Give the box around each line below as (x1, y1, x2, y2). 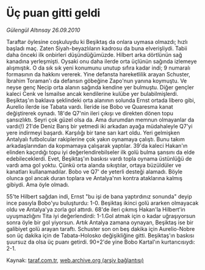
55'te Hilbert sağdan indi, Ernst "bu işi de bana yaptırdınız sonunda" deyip (6, 192, 192, 200)
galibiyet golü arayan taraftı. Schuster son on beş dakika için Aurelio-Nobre (6, 225, 195, 232)
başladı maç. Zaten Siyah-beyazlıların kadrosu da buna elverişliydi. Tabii (6, 45, 187, 52)
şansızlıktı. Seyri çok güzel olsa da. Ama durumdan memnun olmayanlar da (6, 116, 195, 123)
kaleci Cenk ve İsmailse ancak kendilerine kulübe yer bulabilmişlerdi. (6, 90, 179, 97)
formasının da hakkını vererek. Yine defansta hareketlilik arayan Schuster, (6, 70, 190, 78)
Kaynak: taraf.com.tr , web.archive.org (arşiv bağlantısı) (6, 257, 145, 264)
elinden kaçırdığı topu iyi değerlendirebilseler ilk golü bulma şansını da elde (6, 148, 195, 156)
